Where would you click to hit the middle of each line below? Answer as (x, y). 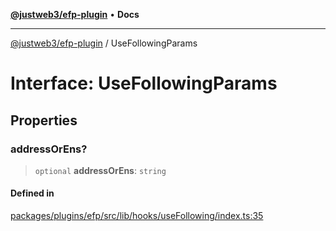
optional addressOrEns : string (100, 170)
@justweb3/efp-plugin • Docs (75, 14)
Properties (44, 120)
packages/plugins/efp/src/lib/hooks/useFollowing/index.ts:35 (137, 216)
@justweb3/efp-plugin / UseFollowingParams (104, 43)
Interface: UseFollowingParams (144, 83)
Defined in (32, 193)
